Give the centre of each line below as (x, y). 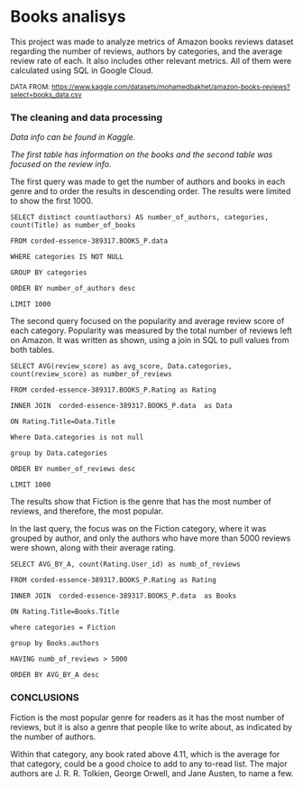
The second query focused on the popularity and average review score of (147, 321)
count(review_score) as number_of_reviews (91, 375)
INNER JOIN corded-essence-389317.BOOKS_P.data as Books (124, 596)
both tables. (32, 350)
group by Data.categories (59, 453)
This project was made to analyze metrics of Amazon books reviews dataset (152, 42)
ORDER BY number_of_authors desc (73, 289)
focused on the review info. (61, 164)
